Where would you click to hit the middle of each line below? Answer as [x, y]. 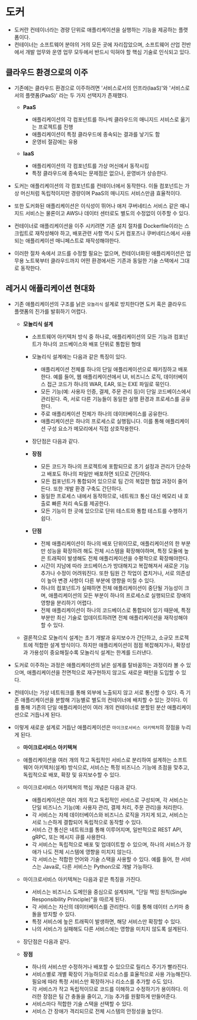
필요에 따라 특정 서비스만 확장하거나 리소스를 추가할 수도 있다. [103, 981]
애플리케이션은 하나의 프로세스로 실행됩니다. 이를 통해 [102, 421]
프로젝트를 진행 [56, 127]
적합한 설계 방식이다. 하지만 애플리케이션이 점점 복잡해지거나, [104, 645]
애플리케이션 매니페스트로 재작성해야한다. [73, 240]
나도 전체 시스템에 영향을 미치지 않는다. [88, 852]
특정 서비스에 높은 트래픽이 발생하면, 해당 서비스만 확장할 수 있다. [106, 921]
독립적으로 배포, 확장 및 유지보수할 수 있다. [72, 774]
